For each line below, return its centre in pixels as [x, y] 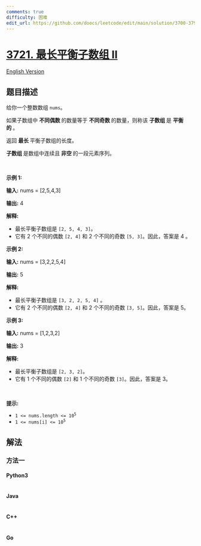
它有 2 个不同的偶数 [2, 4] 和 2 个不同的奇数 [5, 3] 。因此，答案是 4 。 [103, 236]
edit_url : [19, 23]
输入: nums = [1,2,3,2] [33, 333]
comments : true [25, 12]
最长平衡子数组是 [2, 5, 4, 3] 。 [55, 229]
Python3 [17, 476]
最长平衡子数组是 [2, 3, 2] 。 [51, 372]
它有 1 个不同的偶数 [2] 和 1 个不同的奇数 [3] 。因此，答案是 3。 [93, 379]
